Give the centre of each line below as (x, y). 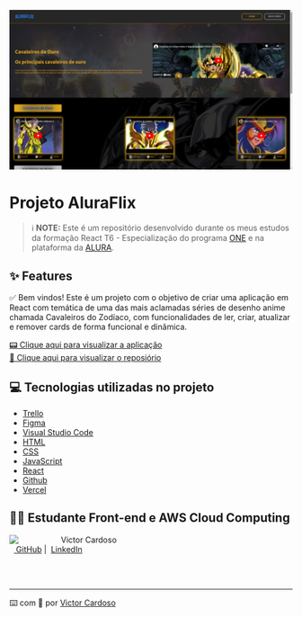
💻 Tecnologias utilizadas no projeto (112, 387)
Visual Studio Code (58, 433)
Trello (33, 414)
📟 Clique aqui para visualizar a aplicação (86, 345)
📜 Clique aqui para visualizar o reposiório (85, 358)
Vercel (34, 490)
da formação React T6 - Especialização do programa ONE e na (148, 238)
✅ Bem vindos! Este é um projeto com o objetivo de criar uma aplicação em (149, 298)
